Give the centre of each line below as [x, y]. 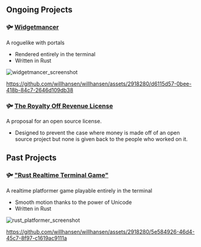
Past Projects [31, 158]
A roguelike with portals [35, 42]
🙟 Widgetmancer [33, 28]
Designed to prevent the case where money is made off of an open [97, 132]
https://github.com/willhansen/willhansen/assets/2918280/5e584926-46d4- [100, 231]
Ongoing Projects [39, 10]
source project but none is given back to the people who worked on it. [101, 139]
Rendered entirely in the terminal [55, 54]
